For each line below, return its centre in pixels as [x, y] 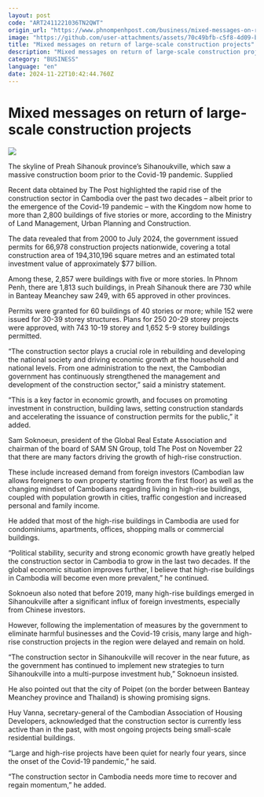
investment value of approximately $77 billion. [82, 264]
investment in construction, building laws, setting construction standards [126, 408]
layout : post [29, 15]
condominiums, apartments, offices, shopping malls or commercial [116, 529]
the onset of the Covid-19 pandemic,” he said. [82, 761]
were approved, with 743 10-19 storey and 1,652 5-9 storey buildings [119, 327]
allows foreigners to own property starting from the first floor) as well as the [131, 480]
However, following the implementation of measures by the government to [128, 625]
